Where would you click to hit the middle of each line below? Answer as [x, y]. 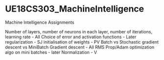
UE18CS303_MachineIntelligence [75, 9]
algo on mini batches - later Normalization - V [51, 52]
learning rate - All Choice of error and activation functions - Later [71, 37]
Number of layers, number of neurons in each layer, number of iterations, [79, 31]
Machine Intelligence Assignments [40, 22]
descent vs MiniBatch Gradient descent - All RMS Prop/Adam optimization [80, 47]
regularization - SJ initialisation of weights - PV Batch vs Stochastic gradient [82, 42]
